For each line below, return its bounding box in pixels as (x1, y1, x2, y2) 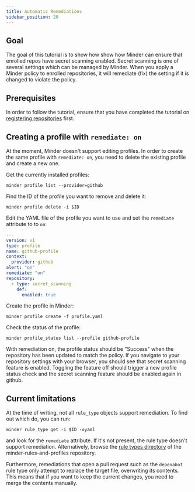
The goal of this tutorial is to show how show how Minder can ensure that (6, 51, 183, 59)
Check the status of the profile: (6, 324, 81, 331)
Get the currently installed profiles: (6, 171, 89, 178)
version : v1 (6, 237, 35, 243)
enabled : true (21, 292, 57, 298)
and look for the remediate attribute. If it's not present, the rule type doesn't (6, 437, 188, 444)
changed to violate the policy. (6, 76, 77, 83)
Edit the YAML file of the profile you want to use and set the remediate (6, 214, 175, 221)
